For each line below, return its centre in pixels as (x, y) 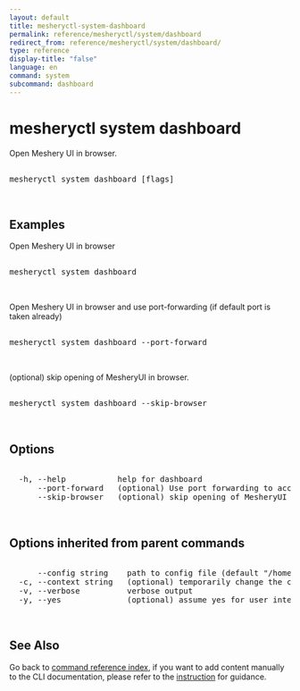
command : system (39, 76)
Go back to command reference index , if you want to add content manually (147, 667)
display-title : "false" (54, 59)
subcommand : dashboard (51, 84)
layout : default (39, 17)
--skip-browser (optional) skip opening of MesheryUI (162, 497)
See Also (34, 646)
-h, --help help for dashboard (110, 480)
